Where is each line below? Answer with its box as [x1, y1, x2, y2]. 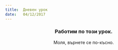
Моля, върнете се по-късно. [53, 39, 114, 45]
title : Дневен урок [5, 7, 48, 12]
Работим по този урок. [54, 28, 113, 35]
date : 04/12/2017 [5, 12, 46, 17]
